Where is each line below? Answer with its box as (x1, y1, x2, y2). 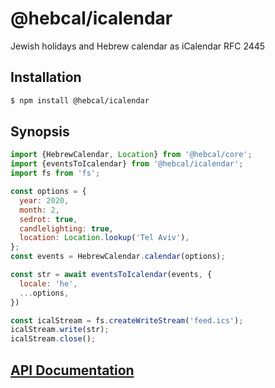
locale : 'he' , (19, 278, 78, 289)
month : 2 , (19, 205, 60, 215)
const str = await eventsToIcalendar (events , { (10, 270, 213, 280)
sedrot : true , (19, 214, 78, 224)
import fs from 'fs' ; (10, 168, 101, 179)
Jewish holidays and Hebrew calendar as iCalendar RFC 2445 (10, 40, 266, 52)
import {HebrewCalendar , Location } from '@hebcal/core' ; (10, 150, 253, 160)
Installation (10, 69, 82, 86)
